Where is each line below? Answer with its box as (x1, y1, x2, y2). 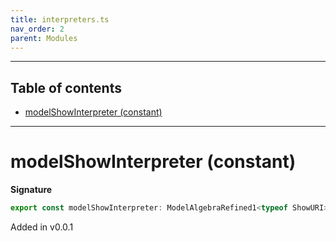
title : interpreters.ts (10, 14, 110, 25)
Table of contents (10, 79, 122, 96)
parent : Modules (10, 33, 78, 43)
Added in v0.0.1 (10, 221, 74, 233)
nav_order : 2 (10, 24, 65, 34)
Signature (10, 184, 53, 196)
